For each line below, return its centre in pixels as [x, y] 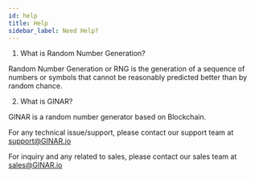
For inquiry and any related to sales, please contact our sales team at [123, 156]
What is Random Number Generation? [83, 54]
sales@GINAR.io [35, 165]
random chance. [35, 86]
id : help [23, 16]
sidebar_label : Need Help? [53, 30]
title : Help [28, 23]
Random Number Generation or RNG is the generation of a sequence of [127, 69]
